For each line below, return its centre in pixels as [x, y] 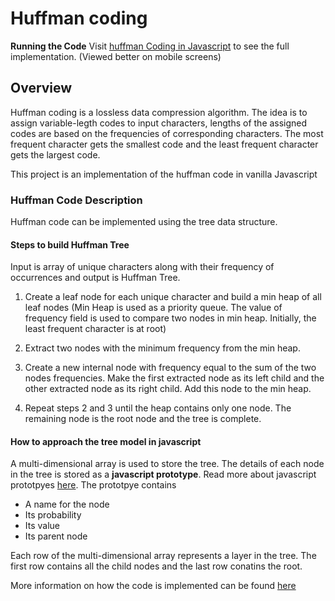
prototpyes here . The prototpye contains [93, 485]
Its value [42, 526]
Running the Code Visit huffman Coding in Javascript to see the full [150, 46]
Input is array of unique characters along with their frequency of [142, 267]
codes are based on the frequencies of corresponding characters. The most [167, 133]
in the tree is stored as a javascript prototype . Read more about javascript [163, 474]
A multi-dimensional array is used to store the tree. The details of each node [167, 464]
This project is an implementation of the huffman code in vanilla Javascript [164, 174]
